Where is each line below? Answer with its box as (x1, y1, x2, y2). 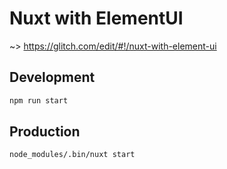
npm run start (9, 95, 69, 106)
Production (9, 123, 81, 141)
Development (9, 69, 96, 86)
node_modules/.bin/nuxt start (9, 150, 136, 160)
